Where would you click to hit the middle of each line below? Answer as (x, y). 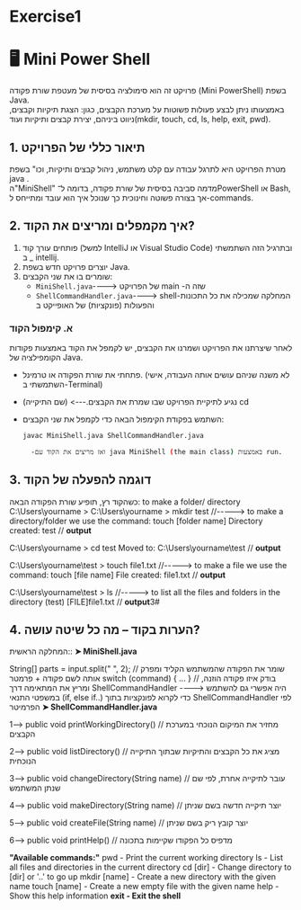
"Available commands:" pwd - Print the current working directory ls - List (146, 858)
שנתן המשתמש (35, 788)
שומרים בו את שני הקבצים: (67, 276)
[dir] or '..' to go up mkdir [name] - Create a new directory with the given (143, 877)
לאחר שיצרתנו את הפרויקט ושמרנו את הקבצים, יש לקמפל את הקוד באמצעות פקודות (151, 348)
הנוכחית (23, 761)
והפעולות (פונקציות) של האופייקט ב (95, 305)
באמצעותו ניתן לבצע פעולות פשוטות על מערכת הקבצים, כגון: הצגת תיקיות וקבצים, (147, 110)
